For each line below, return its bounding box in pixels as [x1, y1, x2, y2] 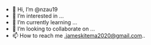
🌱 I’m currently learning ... [12, 19, 78, 26]
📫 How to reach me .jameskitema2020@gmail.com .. [12, 32, 145, 39]
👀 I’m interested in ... [12, 12, 64, 19]
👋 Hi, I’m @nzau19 [12, 6, 58, 13]
